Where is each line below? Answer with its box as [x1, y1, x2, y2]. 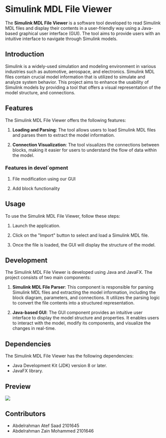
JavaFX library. [12, 368, 44, 374]
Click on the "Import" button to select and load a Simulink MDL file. [12, 232, 149, 238]
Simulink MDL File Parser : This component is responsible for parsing [12, 284, 154, 290]
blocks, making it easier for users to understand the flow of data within [12, 147, 157, 153]
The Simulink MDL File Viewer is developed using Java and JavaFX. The [5, 269, 153, 275]
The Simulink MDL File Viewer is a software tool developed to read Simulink [5, 20, 161, 26]
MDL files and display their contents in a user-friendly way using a [5, 25, 140, 31]
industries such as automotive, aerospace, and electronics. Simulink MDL [5, 68, 155, 74]
